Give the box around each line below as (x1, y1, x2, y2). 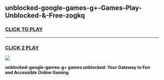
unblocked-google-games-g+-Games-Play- (5, 4, 142, 12)
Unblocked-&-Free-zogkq (5, 12, 85, 20)
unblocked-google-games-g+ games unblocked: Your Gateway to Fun (5, 64, 150, 70)
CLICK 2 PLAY (5, 44, 39, 51)
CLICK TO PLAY (5, 26, 43, 33)
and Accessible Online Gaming (5, 69, 69, 75)
